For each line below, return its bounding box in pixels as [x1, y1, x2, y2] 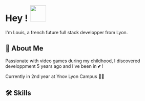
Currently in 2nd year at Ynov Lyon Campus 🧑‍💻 [5, 73, 105, 79]
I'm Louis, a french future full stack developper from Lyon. [5, 29, 128, 35]
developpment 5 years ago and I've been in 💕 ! [5, 63, 103, 69]
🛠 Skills [5, 89, 32, 97]
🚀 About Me [5, 44, 44, 53]
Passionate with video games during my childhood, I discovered [5, 58, 140, 64]
